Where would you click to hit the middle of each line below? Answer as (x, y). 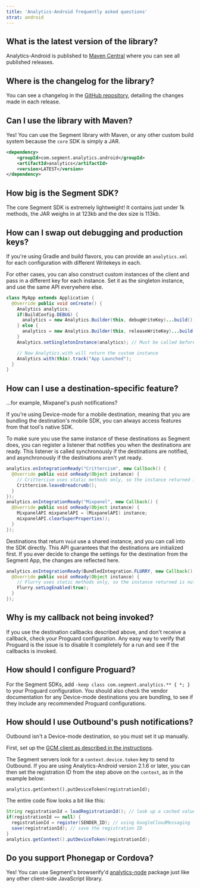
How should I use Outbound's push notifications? (100, 722)
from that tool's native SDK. (40, 427)
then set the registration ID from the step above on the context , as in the (95, 772)
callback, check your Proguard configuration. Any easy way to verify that (96, 638)
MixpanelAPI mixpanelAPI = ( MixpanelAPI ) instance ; (82, 513)
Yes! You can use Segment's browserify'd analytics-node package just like (98, 872)
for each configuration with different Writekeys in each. (74, 262)
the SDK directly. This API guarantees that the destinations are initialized (95, 547)
